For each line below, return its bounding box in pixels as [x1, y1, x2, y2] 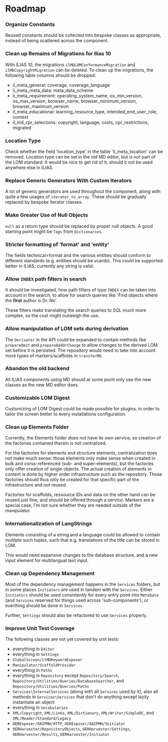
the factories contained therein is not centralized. [5, 440, 107, 447]
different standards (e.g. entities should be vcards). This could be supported [5, 257, 163, 263]
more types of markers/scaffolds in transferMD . [5, 352, 103, 359]
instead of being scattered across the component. [5, 38, 109, 44]
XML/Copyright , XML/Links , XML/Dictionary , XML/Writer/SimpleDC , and [12, 710, 154, 716]
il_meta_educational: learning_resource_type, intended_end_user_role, [12, 108, 157, 114]
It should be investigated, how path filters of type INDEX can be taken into [5, 287, 156, 293]
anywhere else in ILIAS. [5, 165, 54, 171]
